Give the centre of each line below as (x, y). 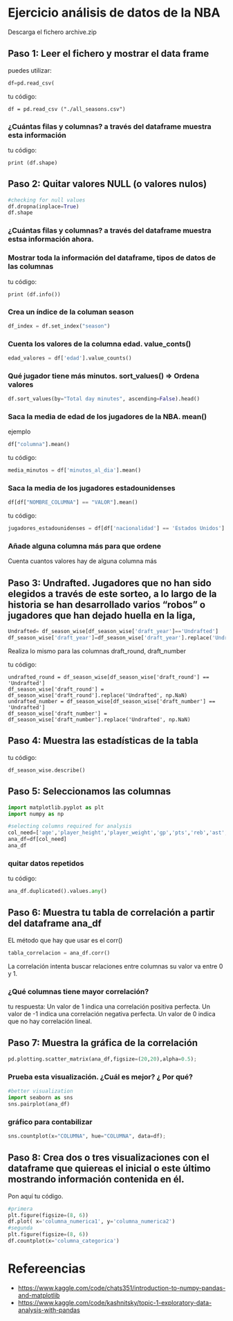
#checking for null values (47, 200)
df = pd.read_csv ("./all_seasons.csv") (67, 109)
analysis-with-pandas (49, 1310)
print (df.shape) (33, 163)
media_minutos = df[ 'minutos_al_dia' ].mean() (74, 470)
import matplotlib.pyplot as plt (56, 807)
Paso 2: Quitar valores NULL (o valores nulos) (107, 184)
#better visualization (40, 1091)
